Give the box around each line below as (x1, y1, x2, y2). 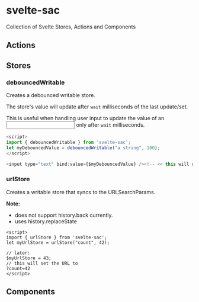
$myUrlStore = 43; (6, 255, 52, 261)
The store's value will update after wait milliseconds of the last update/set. (6, 103, 188, 110)
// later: (6, 250, 31, 256)
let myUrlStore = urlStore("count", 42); (6, 239, 110, 246)
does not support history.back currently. (14, 211, 114, 219)
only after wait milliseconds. (76, 121, 145, 128)
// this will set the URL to (6, 260, 78, 266)
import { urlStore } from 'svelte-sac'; (6, 234, 108, 240)
